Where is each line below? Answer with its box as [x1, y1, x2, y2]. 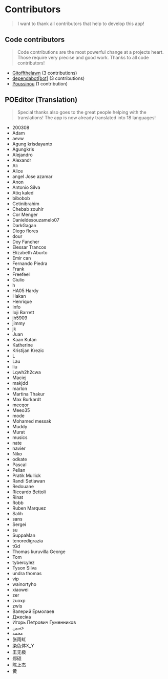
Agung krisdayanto [12, 141, 52, 147]
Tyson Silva [12, 564, 37, 571]
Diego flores [12, 228, 38, 234]
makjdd [12, 380, 29, 386]
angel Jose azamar [12, 173, 53, 180]
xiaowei [12, 586, 29, 593]
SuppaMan [12, 532, 35, 538]
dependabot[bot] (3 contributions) [12, 75, 85, 81]
